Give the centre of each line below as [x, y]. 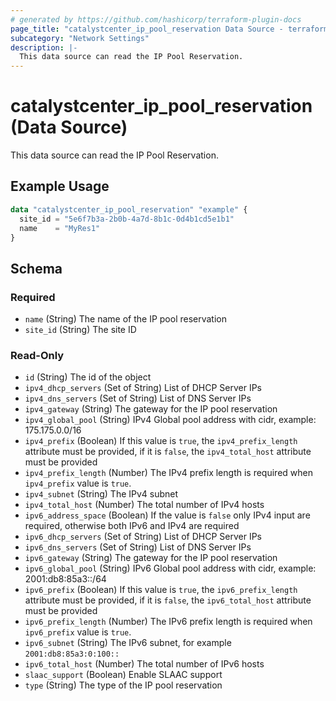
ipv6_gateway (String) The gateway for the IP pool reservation [151, 558]
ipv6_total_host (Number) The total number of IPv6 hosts [144, 664]
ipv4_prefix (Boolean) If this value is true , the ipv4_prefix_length [161, 441]
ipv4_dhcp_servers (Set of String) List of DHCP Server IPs [143, 388]
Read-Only [37, 355]
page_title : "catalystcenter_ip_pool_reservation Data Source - [147, 29]
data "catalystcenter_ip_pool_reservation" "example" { [129, 209]
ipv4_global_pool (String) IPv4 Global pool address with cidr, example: [170, 420]
